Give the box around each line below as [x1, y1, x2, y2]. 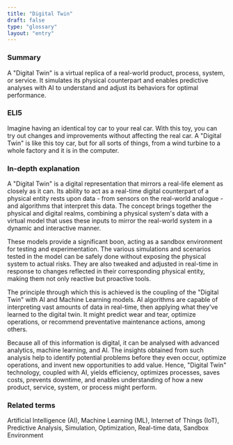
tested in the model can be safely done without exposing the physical [7, 252, 207, 261]
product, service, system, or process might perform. [7, 383, 158, 391]
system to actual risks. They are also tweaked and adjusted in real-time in [7, 259, 218, 269]
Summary [7, 53, 42, 63]
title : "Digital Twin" [7, 10, 73, 17]
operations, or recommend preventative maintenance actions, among [7, 318, 205, 326]
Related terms [7, 400, 56, 410]
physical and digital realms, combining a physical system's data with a [7, 209, 209, 218]
